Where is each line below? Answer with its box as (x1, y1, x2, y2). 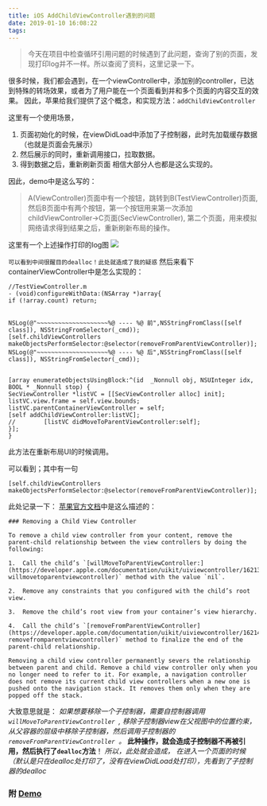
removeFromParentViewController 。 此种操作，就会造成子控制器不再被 (8, 737, 239, 746)
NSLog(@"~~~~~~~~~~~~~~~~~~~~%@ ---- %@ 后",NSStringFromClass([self (8, 348, 242, 356)
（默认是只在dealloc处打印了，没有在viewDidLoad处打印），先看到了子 (8, 757, 239, 766)
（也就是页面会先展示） (19, 140, 97, 150)
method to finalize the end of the (126, 636, 244, 644)
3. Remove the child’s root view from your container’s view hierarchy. (8, 608, 258, 617)
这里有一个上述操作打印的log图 (8, 240, 110, 250)
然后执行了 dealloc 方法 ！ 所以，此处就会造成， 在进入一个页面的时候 (21, 746, 246, 756)
